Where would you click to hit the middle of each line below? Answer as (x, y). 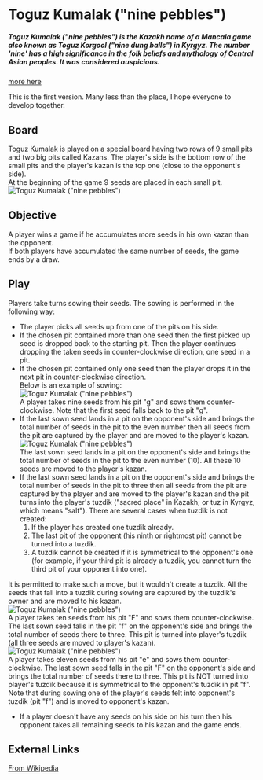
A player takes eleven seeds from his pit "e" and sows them (104, 659)
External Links (44, 749)
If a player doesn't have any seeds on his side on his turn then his (126, 716)
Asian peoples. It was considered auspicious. (84, 61)
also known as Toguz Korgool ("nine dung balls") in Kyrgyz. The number (129, 45)
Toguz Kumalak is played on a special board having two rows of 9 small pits (130, 149)
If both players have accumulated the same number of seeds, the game (124, 251)
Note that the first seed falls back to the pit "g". (132, 410)
